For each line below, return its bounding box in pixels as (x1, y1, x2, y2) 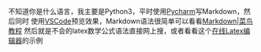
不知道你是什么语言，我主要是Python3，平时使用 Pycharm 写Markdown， (8, 7, 244, 16)
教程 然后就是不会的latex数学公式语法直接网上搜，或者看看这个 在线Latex (8, 26, 244, 35)
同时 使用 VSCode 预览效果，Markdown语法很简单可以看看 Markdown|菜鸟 (14, 16, 254, 26)
